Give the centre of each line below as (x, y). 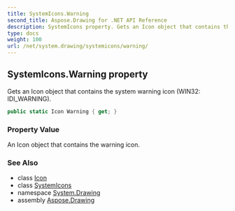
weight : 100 (24, 40)
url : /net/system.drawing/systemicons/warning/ (78, 46)
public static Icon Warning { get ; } (62, 111)
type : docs (23, 33)
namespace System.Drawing (59, 193)
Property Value (34, 129)
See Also (23, 163)
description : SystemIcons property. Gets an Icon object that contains (114, 27)
